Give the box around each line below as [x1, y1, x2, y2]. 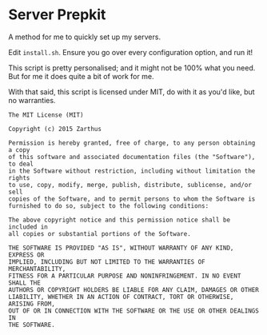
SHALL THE [8, 278, 42, 287]
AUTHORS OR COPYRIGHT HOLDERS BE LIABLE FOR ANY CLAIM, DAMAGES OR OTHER [8, 285, 260, 293]
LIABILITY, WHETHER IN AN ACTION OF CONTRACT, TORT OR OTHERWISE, [8, 293, 234, 301]
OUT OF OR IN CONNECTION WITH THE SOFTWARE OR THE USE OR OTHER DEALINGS [8, 306, 260, 315]
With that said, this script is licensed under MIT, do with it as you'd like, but [8, 86, 255, 97]
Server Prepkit [8, 6, 106, 24]
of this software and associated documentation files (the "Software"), [8, 153, 256, 161]
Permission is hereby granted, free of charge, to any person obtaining [8, 138, 256, 147]
